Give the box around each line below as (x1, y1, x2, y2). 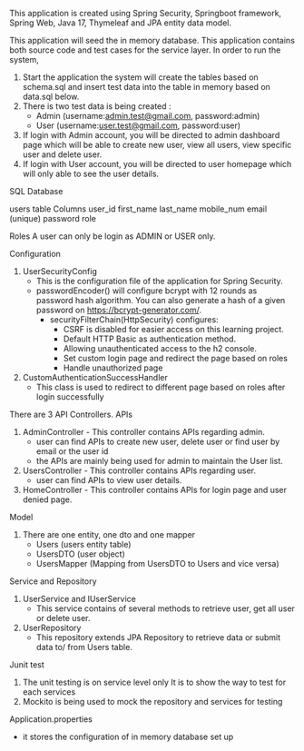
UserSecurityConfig (22, 266, 98, 276)
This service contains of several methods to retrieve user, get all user (35, 603, 295, 614)
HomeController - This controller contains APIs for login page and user (22, 485, 288, 495)
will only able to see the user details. (22, 168, 160, 179)
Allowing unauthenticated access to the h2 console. (63, 343, 257, 353)
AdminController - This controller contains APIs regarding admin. (22, 427, 265, 437)
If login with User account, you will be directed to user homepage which (22, 159, 292, 169)
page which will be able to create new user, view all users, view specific (22, 140, 292, 150)
